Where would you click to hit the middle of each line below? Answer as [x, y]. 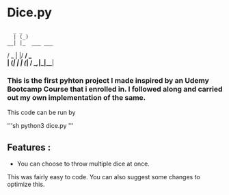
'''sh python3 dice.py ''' [40, 126]
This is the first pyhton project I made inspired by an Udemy [108, 80]
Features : [29, 147]
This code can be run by [41, 113]
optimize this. [26, 184]
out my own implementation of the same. [77, 97]
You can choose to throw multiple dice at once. [83, 164]
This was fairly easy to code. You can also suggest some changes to [104, 177]
